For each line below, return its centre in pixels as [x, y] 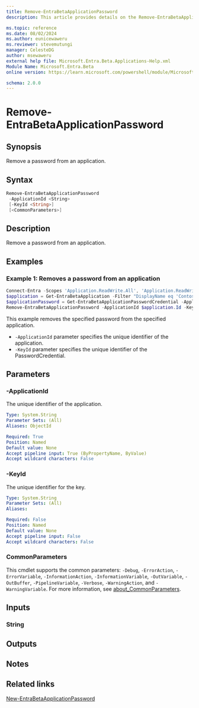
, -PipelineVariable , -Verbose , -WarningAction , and [92, 583]
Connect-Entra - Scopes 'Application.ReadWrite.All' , [73, 291]
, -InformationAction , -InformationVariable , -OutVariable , [112, 576]
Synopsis [24, 147]
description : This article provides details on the [71, 17]
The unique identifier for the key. [46, 487]
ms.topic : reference [32, 28]
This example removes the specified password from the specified [86, 319]
